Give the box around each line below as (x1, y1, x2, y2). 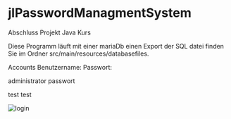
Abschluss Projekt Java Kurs (8, 28, 91, 37)
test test (8, 90, 32, 99)
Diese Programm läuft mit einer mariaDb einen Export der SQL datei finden (8, 42, 225, 50)
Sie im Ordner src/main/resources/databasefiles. (8, 49, 149, 58)
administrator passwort (8, 76, 75, 85)
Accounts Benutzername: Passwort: (8, 63, 112, 71)
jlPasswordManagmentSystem (8, 5, 192, 21)
